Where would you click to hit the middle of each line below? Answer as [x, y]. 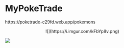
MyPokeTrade [34, 8]
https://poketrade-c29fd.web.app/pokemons [50, 22]
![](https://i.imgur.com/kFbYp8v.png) [82, 31]
